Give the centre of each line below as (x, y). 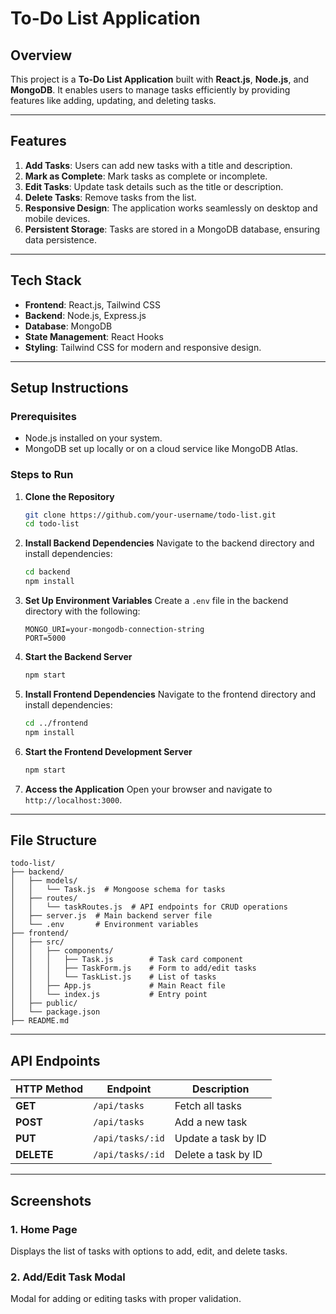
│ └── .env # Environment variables (104, 925)
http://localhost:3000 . (73, 799)
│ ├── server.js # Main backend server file (111, 916)
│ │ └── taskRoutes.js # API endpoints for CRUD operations (149, 907)
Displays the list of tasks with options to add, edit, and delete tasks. (149, 1251)
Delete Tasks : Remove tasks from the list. (110, 197)
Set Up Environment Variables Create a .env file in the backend (156, 601)
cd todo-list (52, 524)
